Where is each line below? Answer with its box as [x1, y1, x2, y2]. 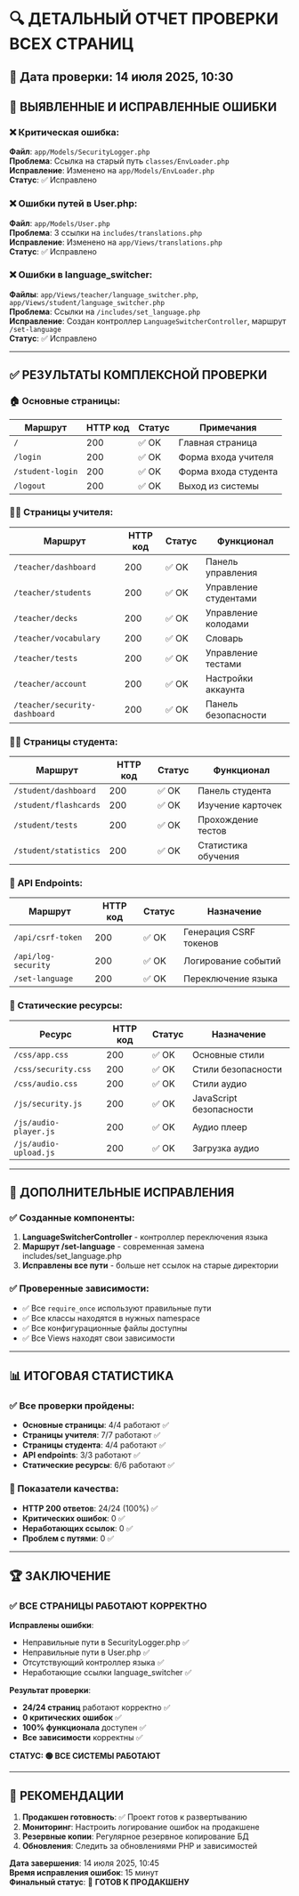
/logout [13, 480, 46, 491]
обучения [197, 851, 240, 863]
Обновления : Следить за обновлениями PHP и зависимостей [21, 1841, 258, 1852]
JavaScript [192, 1092, 238, 1104]
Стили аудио [192, 1077, 247, 1090]
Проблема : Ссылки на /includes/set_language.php [9, 306, 201, 317]
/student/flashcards [13, 800, 101, 811]
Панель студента [197, 785, 271, 797]
